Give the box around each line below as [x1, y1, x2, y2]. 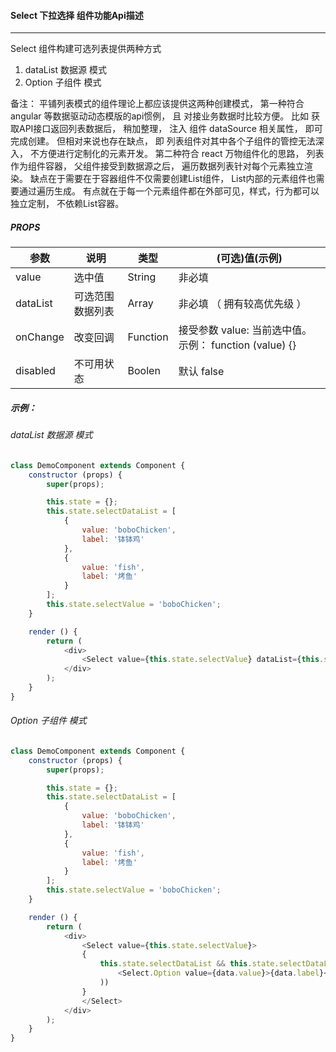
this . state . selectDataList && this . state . [99, 959, 280, 969]
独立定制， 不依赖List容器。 [10, 198, 125, 210]
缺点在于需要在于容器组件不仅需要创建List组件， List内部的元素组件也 [29, 173, 317, 185]
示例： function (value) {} [178, 338, 297, 352]
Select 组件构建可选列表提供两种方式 [10, 43, 162, 55]
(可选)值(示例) [216, 251, 283, 265]
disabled [15, 364, 56, 378]
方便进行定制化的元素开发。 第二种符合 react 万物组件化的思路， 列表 [38, 148, 325, 160]
